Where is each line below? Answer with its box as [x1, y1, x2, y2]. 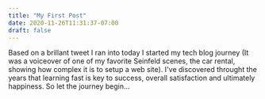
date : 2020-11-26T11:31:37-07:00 [8, 19, 119, 27]
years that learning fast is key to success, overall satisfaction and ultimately [8, 73, 255, 83]
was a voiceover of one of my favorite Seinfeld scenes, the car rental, [8, 56, 236, 66]
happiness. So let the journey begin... [8, 82, 130, 91]
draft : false [8, 26, 52, 34]
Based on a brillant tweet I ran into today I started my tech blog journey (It [8, 48, 249, 58]
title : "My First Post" [8, 11, 87, 20]
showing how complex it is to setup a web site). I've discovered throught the [8, 65, 258, 74]
